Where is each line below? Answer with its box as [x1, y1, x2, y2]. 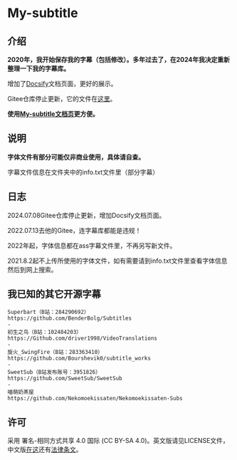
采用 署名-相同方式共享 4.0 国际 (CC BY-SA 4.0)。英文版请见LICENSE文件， [7, 437, 229, 445]
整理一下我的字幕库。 [7, 64, 70, 73]
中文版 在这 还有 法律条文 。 [7, 445, 83, 454]
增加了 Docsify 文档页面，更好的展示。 [7, 80, 117, 88]
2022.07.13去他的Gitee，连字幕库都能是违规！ [7, 226, 142, 234]
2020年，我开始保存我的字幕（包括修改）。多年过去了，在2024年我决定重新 [7, 56, 230, 63]
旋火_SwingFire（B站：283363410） [7, 349, 103, 356]
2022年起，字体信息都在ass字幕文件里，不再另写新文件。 [7, 241, 177, 250]
